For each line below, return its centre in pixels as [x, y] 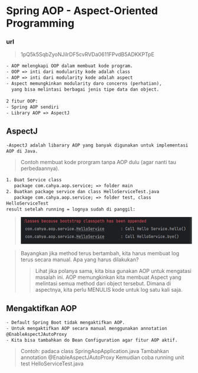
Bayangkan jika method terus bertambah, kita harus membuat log [100, 254]
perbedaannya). [40, 168]
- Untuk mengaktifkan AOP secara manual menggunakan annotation [87, 329]
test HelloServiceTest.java [52, 364]
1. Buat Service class [34, 180]
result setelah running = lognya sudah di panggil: [71, 209]
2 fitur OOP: [22, 101]
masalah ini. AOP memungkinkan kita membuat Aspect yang [108, 277]
